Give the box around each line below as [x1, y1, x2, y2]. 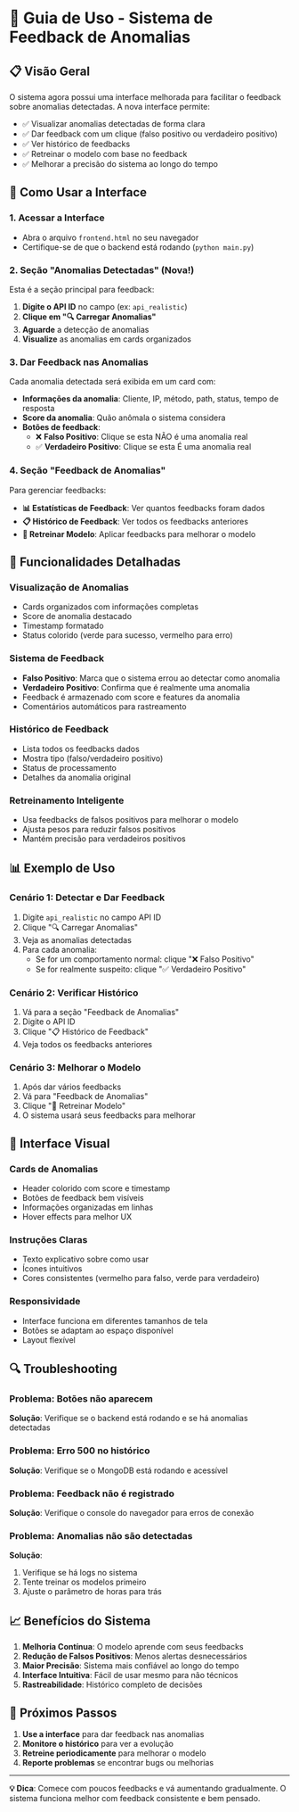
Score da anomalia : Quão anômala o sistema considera [21, 412, 226, 423]
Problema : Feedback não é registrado [9, 1487, 175, 1500]
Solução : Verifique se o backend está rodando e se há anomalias [9, 1413, 248, 1424]
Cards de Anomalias [9, 1162, 99, 1175]
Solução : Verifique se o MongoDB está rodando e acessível [9, 1465, 229, 1476]
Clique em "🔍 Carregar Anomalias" [21, 311, 157, 322]
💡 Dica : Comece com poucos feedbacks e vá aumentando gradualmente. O [9, 1783, 287, 1793]
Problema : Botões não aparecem [9, 1393, 154, 1405]
